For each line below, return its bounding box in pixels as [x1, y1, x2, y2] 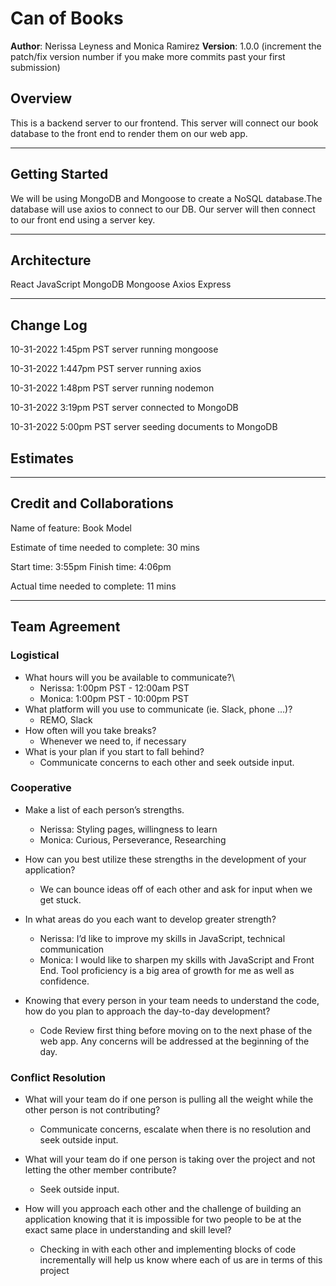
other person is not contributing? [24, 1104, 161, 1116]
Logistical [10, 648, 60, 662]
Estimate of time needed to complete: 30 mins [10, 541, 200, 553]
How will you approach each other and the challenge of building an [24, 1203, 302, 1215]
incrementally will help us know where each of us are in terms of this [39, 1254, 323, 1266]
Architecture [10, 252, 92, 269]
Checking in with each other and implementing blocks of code [39, 1243, 297, 1256]
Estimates [10, 450, 75, 467]
